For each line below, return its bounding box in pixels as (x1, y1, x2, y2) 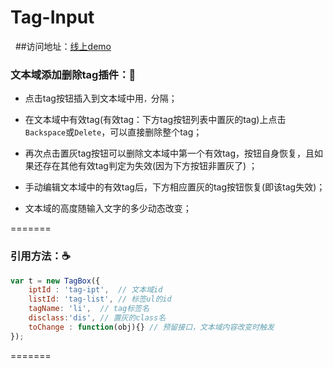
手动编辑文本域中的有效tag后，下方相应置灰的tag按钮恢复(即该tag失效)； (24, 181, 326, 193)
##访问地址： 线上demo (14, 40, 112, 52)
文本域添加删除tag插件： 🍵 (10, 67, 137, 81)
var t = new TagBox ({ (10, 276, 101, 286)
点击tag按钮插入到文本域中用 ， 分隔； (24, 92, 178, 105)
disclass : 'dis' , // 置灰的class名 (28, 313, 167, 323)
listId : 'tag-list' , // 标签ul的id (28, 294, 172, 305)
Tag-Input (10, 6, 95, 29)
